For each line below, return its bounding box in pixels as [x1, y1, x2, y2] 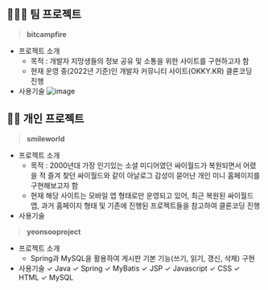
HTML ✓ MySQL [18, 272, 74, 282]
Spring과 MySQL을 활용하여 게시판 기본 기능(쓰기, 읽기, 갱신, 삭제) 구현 [30, 253, 255, 263]
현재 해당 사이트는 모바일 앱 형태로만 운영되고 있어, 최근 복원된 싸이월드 [30, 190, 254, 200]
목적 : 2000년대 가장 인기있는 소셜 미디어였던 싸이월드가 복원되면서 [30, 160, 241, 170]
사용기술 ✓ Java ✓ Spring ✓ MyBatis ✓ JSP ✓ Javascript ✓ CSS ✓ [18, 263, 241, 273]
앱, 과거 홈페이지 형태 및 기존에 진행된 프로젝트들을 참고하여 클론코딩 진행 [30, 200, 261, 210]
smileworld [26, 133, 65, 143]
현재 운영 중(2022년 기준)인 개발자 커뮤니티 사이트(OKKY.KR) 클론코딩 [30, 66, 253, 76]
